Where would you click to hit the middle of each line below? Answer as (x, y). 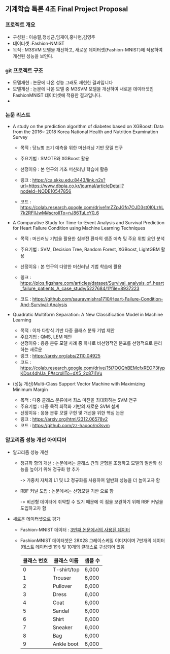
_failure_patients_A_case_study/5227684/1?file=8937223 (80, 288)
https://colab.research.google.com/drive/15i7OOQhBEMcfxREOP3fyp (92, 368)
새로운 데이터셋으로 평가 (37, 519)
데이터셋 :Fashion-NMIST (39, 43)
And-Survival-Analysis (44, 305)
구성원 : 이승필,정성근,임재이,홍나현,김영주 (54, 37)
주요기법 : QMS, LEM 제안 (46, 337)
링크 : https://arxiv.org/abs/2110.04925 (60, 356)
